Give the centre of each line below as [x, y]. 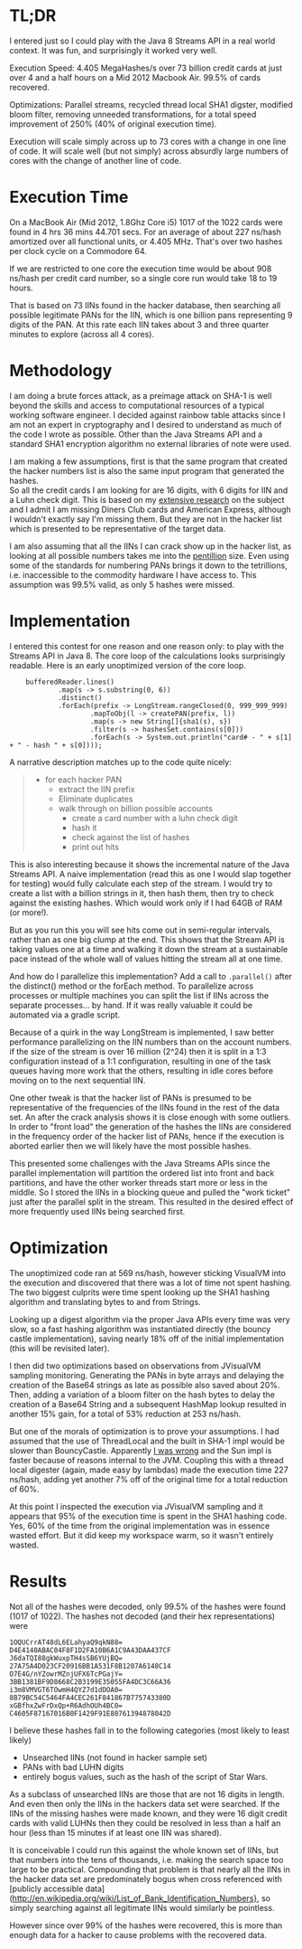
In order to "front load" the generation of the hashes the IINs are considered [150, 1126]
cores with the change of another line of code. [96, 160]
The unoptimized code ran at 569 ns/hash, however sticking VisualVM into [148, 1273]
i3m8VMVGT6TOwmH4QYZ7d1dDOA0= [66, 1689]
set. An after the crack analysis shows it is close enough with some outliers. [150, 1117]
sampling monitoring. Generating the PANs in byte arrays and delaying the [147, 1375]
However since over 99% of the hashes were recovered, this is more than [146, 1925]
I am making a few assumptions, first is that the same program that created [149, 461]
